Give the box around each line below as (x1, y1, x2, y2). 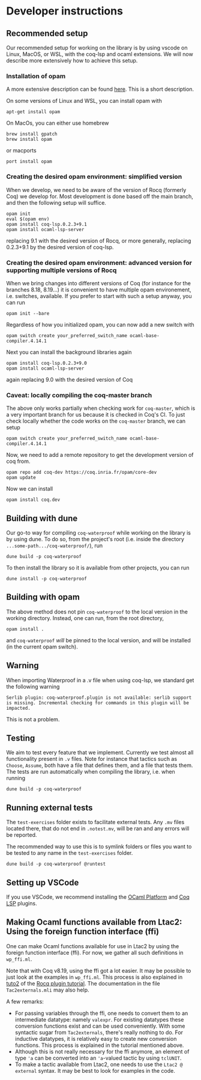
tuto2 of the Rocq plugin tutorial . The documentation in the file (6, 979, 160, 987)
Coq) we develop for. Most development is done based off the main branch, (6, 193, 194, 200)
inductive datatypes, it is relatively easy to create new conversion (14, 1035, 177, 1042)
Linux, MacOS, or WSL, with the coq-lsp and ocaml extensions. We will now (6, 51, 193, 58)
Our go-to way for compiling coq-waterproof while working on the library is (6, 529, 191, 536)
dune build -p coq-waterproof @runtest (6, 861, 106, 867)
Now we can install (6, 485, 53, 492)
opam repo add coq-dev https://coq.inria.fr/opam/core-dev (6, 470, 157, 476)
